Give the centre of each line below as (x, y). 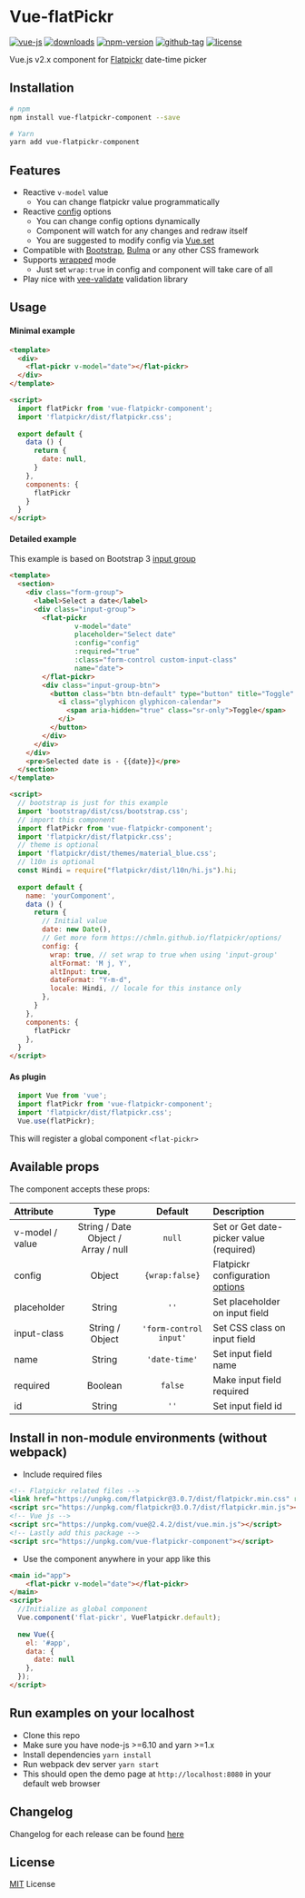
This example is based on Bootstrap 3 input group (103, 559)
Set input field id (248, 1406)
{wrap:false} (172, 1275)
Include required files (62, 1474)
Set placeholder (246, 1302)
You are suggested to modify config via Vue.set (125, 241)
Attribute (34, 1211)
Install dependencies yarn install (87, 1755)
